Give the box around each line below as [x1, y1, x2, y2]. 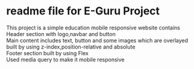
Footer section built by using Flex [6, 49, 89, 56]
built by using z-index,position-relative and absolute [6, 43, 136, 50]
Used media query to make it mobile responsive [6, 56, 125, 63]
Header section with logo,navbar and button [6, 30, 116, 37]
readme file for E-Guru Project [6, 4, 160, 18]
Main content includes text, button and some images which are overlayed [6, 37, 189, 44]
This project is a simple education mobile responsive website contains [6, 24, 181, 31]
